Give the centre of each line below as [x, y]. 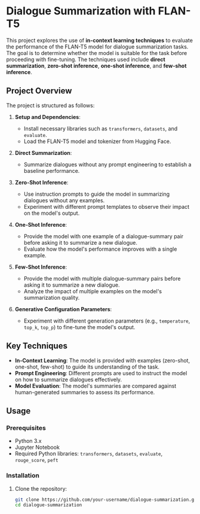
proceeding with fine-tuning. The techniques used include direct [86, 59]
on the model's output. [52, 213]
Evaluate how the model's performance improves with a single [100, 249]
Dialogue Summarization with [81, 11]
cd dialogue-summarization [48, 505]
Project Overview [39, 91]
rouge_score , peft [36, 460]
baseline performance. [52, 171]
